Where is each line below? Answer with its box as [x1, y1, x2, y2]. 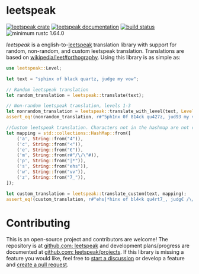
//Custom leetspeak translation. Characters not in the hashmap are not [6, 125, 190, 131]
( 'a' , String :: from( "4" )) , [17, 136, 84, 141]
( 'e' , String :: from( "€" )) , [17, 147, 84, 153]
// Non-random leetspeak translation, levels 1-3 [6, 103, 131, 109]
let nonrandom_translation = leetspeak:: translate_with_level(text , [6, 108, 179, 115]
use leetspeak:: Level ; [6, 65, 62, 71]
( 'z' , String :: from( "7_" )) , [17, 174, 86, 180]
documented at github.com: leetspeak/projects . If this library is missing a [6, 248, 184, 256]
